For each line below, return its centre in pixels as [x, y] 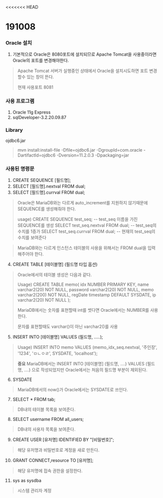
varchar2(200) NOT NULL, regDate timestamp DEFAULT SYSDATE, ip [87, 295]
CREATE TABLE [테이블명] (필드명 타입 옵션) [55, 264]
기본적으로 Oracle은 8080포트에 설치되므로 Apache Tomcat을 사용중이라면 [85, 54]
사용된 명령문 [20, 169]
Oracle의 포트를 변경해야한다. [41, 60]
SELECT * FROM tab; [34, 399]
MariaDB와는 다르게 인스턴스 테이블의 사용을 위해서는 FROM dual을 [82, 248]
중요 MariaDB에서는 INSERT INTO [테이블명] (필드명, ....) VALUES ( [82, 364]
